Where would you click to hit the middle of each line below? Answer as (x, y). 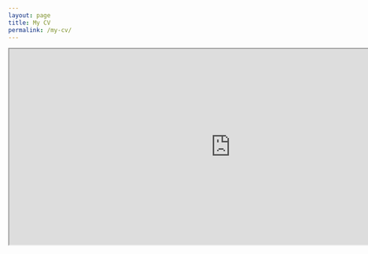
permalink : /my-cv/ (40, 30)
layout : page (29, 15)
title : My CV (29, 23)
